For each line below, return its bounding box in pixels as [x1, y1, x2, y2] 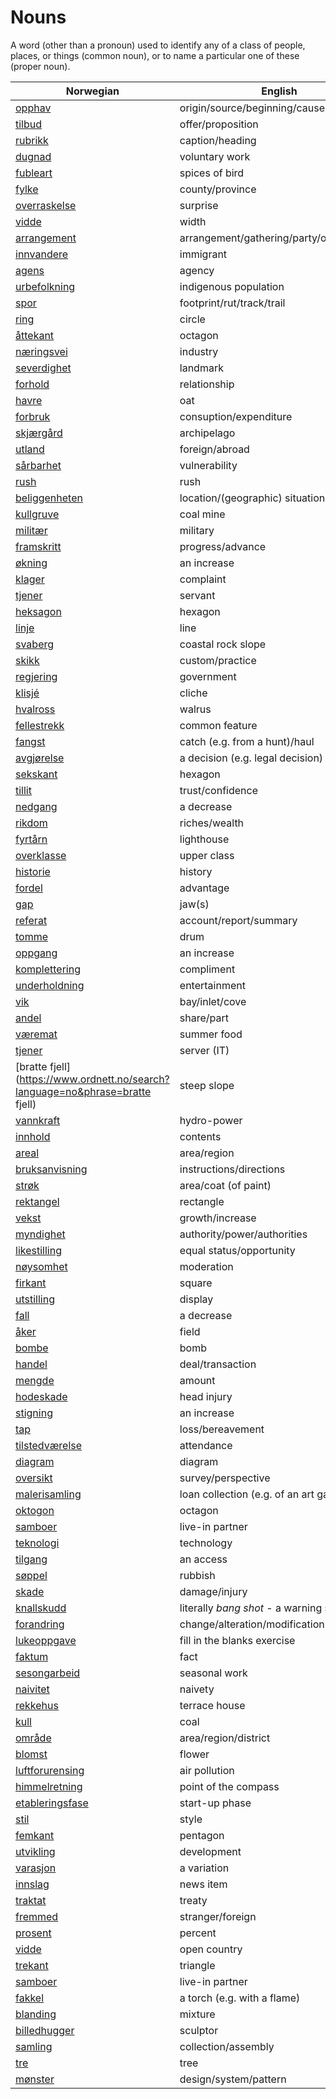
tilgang [15, 1552, 48, 1566]
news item [179, 1877, 228, 1891]
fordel [15, 881, 43, 895]
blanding [15, 2007, 57, 2021]
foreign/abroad [179, 442, 250, 456]
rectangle [179, 1194, 225, 1208]
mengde [15, 1373, 55, 1387]
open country [179, 1942, 243, 1956]
